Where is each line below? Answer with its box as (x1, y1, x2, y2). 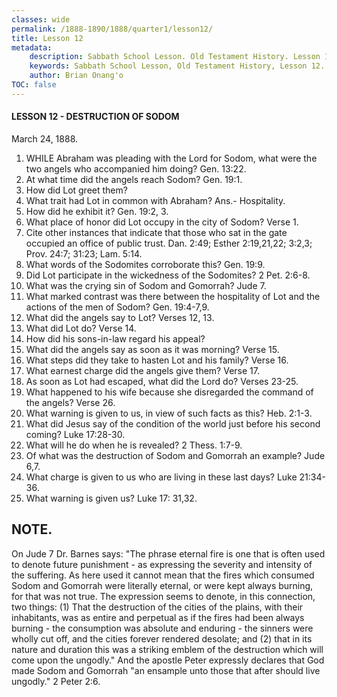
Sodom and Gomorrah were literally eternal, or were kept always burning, (11, 579, 314, 591)
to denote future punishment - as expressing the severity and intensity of (11, 558, 313, 570)
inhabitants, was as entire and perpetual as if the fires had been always (11, 611, 305, 623)
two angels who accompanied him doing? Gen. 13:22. (25, 162, 247, 175)
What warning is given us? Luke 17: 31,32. (25, 492, 198, 504)
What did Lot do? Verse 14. (25, 322, 137, 334)
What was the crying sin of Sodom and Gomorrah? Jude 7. (25, 279, 267, 291)
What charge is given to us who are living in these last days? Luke (25, 471, 298, 483)
